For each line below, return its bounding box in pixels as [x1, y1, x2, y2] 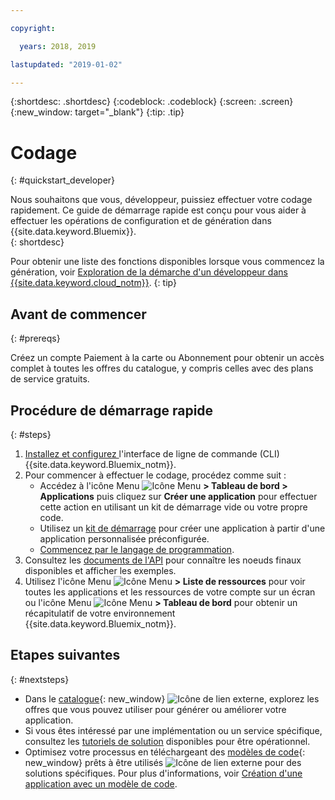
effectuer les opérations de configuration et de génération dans [10, 215, 272, 227]
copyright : [10, 23, 56, 33]
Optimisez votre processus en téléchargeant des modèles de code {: [24, 746, 306, 758]
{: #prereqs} [10, 332, 61, 345]
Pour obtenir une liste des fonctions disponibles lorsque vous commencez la [10, 256, 325, 268]
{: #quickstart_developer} [10, 174, 116, 186]
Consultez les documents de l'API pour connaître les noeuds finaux [24, 554, 302, 566]
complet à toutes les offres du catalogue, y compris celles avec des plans [10, 362, 314, 375]
